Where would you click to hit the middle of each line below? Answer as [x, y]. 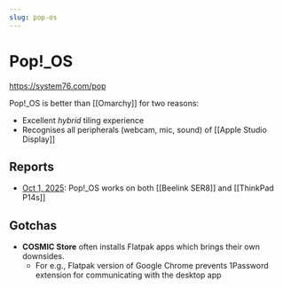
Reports [32, 166]
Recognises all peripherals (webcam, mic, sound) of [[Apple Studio [145, 129]
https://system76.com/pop [58, 86]
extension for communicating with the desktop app [128, 275]
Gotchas [33, 226]
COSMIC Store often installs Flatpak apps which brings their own [141, 247]
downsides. [43, 256]
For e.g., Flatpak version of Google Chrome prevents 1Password [152, 266]
